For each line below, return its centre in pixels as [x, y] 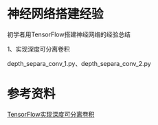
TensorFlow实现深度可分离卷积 [51, 114]
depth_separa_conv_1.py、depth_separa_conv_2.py [79, 63]
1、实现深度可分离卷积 [38, 49]
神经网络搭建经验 [56, 14]
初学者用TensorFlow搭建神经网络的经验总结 [69, 34]
